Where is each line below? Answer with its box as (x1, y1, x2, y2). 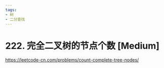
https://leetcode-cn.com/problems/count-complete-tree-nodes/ (5, 57, 139, 63)
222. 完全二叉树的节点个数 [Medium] (5, 40, 159, 51)
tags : (5, 7, 17, 13)
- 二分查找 (5, 17, 25, 22)
